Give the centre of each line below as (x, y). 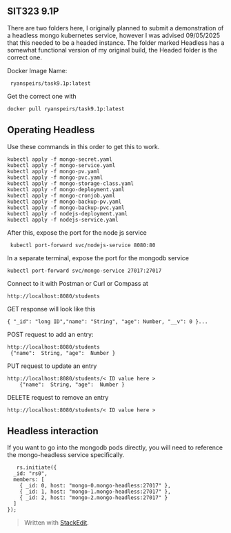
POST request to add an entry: (50, 334)
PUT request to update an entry (52, 366)
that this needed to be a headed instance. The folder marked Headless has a (116, 42)
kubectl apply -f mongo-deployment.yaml (66, 189)
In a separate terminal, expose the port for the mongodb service (98, 258)
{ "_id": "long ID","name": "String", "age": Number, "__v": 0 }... (108, 321)
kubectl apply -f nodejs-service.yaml (63, 220)
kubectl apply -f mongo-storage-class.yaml (71, 183)
